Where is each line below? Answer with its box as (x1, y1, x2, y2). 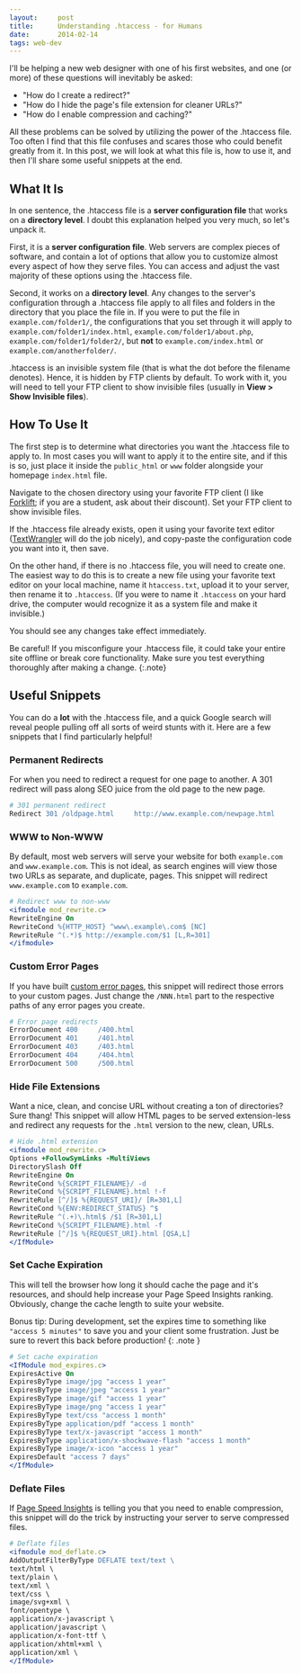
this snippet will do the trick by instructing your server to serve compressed (9, 1512, 289, 1523)
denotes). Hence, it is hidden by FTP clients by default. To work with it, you (9, 372, 288, 383)
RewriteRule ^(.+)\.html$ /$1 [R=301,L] (9, 1213, 164, 1222)
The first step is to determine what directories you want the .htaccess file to (9, 441, 290, 452)
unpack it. (9, 224, 47, 235)
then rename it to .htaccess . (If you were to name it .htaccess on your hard (9, 588, 287, 599)
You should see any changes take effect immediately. (9, 625, 207, 636)
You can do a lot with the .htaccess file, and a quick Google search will (9, 712, 271, 722)
